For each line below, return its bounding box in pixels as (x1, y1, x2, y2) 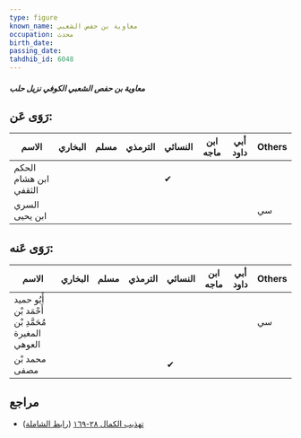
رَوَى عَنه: (9, 240, 54, 256)
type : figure (9, 13, 58, 22)
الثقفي (13, 184, 39, 197)
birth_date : (9, 38, 54, 48)
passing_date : (9, 47, 63, 56)
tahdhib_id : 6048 (9, 55, 74, 64)
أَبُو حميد (13, 293, 45, 306)
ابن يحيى (13, 210, 47, 223)
